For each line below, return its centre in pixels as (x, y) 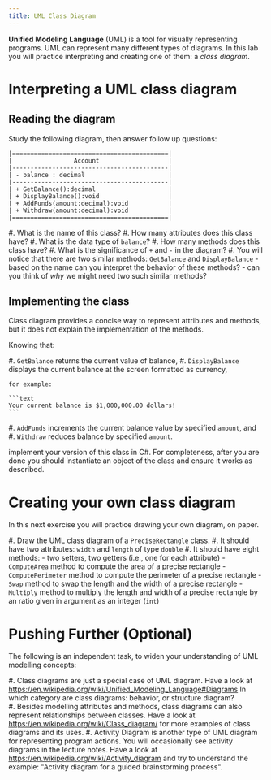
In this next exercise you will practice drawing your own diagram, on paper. (134, 525)
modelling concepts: (43, 665)
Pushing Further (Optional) (101, 634)
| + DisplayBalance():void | (90, 196)
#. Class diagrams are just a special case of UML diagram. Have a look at (131, 681)
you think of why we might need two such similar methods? (108, 275)
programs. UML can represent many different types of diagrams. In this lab (133, 48)
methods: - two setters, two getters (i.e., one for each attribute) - (117, 558)
